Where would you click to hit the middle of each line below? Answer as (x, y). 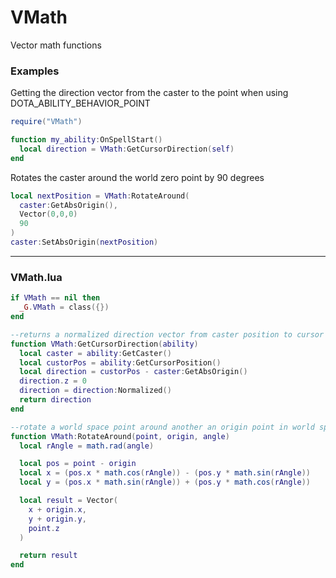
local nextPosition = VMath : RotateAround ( (100, 196)
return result (48, 556)
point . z (44, 528)
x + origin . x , (57, 509)
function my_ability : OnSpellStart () (86, 140)
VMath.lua (36, 277)
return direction (55, 400)
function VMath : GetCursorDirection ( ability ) (104, 344)
